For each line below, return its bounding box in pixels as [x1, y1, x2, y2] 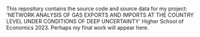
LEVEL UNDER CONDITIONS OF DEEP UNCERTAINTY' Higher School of [6, 18, 184, 24]
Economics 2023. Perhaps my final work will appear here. [6, 24, 149, 31]
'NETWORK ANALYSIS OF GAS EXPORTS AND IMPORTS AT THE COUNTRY [6, 11, 194, 18]
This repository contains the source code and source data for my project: [6, 5, 187, 12]
